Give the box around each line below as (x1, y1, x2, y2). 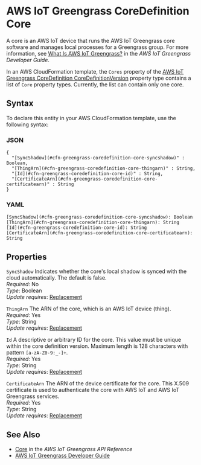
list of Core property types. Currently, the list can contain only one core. (6, 80, 184, 88)
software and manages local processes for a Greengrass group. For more (6, 43, 189, 51)
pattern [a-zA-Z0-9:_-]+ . (6, 349, 68, 356)
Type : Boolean (6, 287, 42, 294)
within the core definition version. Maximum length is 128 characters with (6, 342, 188, 350)
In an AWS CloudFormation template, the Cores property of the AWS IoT (6, 68, 184, 75)
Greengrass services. (6, 393, 60, 400)
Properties (6, 252, 47, 262)
